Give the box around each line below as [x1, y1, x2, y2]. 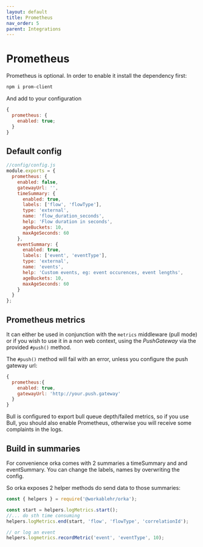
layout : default [6, 9, 47, 15]
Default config [6, 146, 62, 156]
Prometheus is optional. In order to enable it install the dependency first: [6, 72, 187, 80]
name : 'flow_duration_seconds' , [22, 213, 105, 219]
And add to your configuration [6, 95, 82, 102]
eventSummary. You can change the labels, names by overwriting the [6, 466, 181, 473]
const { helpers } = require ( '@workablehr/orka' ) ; [6, 496, 137, 502]
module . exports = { [6, 168, 56, 174]
